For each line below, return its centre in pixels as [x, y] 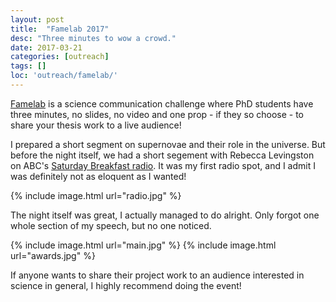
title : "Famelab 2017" [60, 29]
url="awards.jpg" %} [53, 255]
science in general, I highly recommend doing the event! [126, 285]
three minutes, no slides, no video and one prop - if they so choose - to [157, 114]
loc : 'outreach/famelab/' [64, 76]
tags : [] [28, 66]
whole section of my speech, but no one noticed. [111, 225]
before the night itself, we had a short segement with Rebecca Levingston [162, 155]
